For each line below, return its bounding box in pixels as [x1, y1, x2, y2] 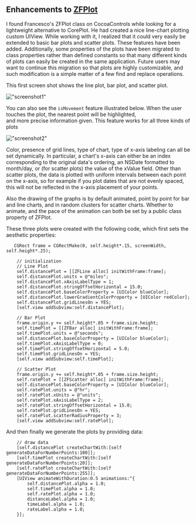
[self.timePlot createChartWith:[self [16, 455, 111, 461]
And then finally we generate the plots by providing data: [6, 428, 144, 435]
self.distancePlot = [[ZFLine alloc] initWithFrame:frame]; [16, 268, 167, 274]
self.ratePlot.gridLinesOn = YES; [16, 407, 101, 414]
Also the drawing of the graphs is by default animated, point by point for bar [6, 195, 190, 202]
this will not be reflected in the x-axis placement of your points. [6, 184, 159, 191]
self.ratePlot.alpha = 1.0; [27, 491, 96, 497]
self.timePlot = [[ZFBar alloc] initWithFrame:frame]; [16, 325, 154, 331]
